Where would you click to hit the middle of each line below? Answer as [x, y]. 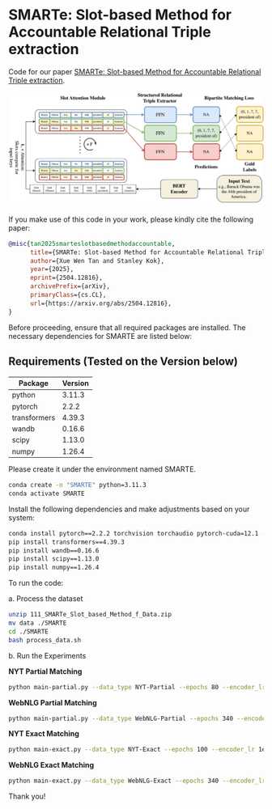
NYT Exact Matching [44, 734]
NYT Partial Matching [45, 671]
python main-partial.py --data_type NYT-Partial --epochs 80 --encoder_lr [137, 687]
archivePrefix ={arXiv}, [70, 286]
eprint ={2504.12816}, [66, 278]
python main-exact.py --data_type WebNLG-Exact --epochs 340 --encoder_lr [137, 781]
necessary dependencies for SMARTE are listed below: [100, 336]
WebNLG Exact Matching [51, 765]
